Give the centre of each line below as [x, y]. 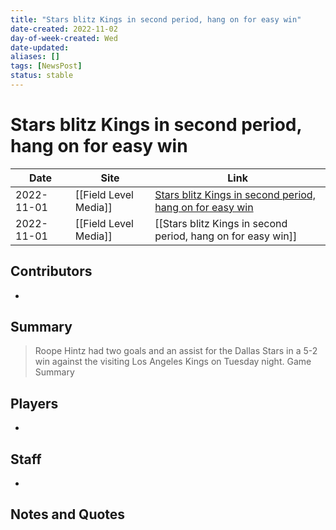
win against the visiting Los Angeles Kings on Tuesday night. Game [173, 362]
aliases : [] [35, 57]
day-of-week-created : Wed [64, 38]
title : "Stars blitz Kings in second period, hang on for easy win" [156, 19]
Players [34, 403]
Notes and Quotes [68, 514]
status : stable [42, 76]
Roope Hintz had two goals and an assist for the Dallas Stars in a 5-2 [176, 351]
